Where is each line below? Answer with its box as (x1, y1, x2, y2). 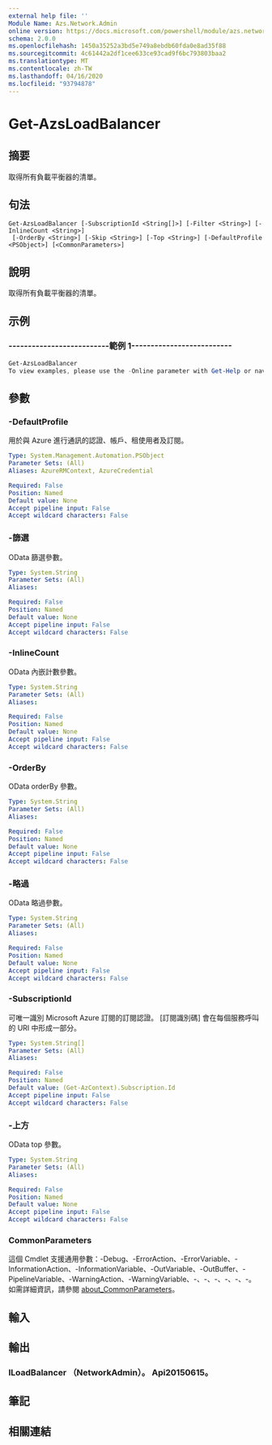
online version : (8, 27, 63, 35)
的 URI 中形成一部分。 (8, 1023, 82, 1032)
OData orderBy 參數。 (8, 781, 82, 791)
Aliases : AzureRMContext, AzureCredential (8, 467, 154, 475)
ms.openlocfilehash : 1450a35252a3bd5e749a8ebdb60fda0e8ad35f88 (8, 42, 227, 50)
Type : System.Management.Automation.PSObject (8, 451, 164, 460)
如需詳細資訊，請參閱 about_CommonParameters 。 (8, 1285, 180, 1294)
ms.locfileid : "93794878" (8, 79, 96, 88)
